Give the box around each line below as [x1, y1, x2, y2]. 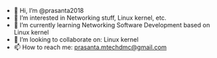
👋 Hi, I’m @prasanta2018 [13, 7, 84, 14]
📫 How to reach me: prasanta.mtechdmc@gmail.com [13, 43, 167, 51]
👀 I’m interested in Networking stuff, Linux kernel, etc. [13, 14, 167, 22]
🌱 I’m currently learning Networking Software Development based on [13, 21, 211, 29]
